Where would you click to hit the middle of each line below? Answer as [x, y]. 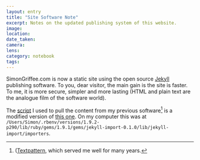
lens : [13, 51]
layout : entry [24, 12]
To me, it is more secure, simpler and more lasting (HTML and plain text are [99, 91]
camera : [16, 45]
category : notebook [30, 56]
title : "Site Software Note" [42, 17]
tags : [13, 61]
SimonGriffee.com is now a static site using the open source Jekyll [88, 79]
